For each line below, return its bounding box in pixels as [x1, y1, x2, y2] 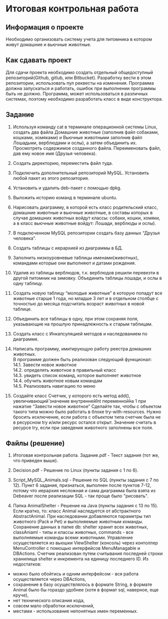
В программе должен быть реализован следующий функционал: [12, 356, 152, 362]
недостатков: [12, 561, 41, 567]
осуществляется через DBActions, [12, 576, 86, 582]
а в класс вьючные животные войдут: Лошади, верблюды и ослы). [12, 220, 156, 226]
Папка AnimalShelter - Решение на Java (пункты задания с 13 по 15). [12, 503, 158, 509]
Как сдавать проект [5, 56, 71, 65]
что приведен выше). [12, 458, 58, 464]
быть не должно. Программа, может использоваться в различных [5, 91, 148, 97]
